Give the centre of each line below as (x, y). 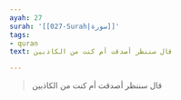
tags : (20, 35)
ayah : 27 (26, 18)
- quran (24, 43)
